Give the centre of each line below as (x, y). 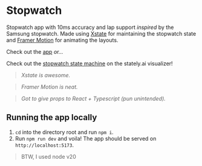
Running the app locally (52, 117)
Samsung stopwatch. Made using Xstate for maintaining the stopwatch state (101, 33)
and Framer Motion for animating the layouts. (62, 40)
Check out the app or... (35, 51)
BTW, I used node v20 (49, 156)
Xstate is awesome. (46, 75)
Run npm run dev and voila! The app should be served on (86, 138)
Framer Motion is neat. (49, 87)
